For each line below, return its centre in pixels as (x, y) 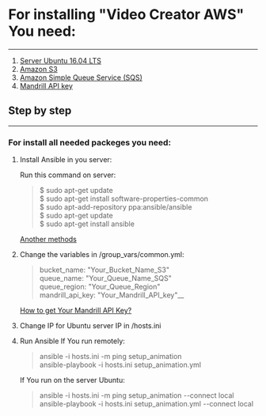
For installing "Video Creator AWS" (126, 15)
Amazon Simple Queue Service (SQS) (81, 78)
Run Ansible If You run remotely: (72, 341)
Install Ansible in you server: (66, 160)
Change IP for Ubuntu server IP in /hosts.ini (90, 326)
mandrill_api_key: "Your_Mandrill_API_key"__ (112, 295)
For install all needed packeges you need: (90, 142)
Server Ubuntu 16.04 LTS (60, 60)
